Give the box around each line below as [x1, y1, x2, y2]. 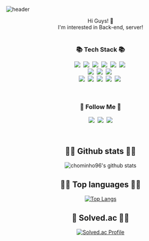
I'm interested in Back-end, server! [57, 24, 144, 31]
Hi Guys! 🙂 [87, 17, 114, 24]
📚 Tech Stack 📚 [75, 45, 126, 53]
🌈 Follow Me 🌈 [80, 103, 121, 111]
